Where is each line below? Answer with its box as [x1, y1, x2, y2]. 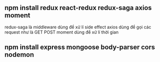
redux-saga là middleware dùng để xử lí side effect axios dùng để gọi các [4, 24, 151, 30]
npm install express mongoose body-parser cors [4, 43, 155, 51]
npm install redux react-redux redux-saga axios [4, 4, 152, 12]
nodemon [4, 50, 34, 59]
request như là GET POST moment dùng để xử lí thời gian [4, 29, 119, 35]
